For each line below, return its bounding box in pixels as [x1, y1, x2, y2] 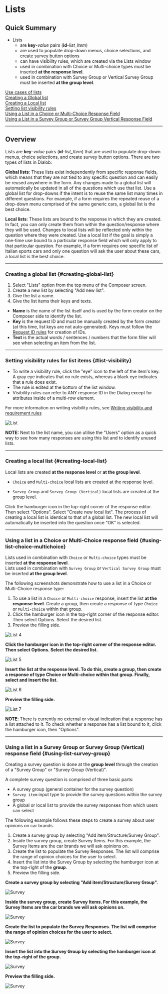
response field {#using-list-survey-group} [5, 750, 111, 757]
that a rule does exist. [12, 379, 57, 385]
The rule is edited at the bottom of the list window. [12, 384, 116, 390]
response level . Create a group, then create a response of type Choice [12, 601, 158, 606]
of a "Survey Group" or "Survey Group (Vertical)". [5, 767, 107, 773]
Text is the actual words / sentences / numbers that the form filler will [12, 335, 156, 341]
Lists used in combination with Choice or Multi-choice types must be [5, 555, 146, 561]
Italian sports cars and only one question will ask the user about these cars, [5, 248, 161, 254]
